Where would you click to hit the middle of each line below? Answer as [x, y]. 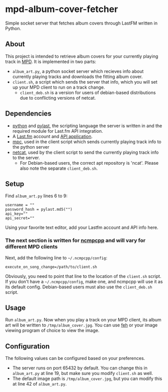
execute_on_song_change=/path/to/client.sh [51, 267]
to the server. [26, 157]
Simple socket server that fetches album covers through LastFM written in [81, 23]
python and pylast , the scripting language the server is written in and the [87, 126]
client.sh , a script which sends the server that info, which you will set [85, 82]
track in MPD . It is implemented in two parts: [51, 62]
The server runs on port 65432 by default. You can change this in [80, 368]
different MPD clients [31, 247]
